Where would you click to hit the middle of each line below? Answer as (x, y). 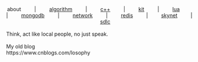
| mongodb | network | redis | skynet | (99, 15)
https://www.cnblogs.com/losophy (48, 53)
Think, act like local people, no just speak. (57, 34)
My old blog (21, 46)
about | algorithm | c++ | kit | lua (93, 9)
